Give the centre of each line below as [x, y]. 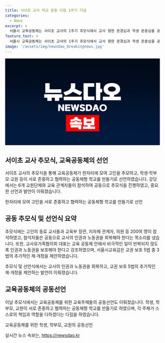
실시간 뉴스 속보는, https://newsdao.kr [42, 335]
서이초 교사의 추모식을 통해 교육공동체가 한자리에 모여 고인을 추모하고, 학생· [77, 173]
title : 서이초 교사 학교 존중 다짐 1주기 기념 [46, 10]
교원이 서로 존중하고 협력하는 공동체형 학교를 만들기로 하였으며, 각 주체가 [85, 308]
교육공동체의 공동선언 [36, 289]
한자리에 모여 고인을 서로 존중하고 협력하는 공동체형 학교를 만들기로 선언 [74, 202]
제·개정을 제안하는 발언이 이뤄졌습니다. [42, 272]
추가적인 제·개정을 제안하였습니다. [46, 256]
